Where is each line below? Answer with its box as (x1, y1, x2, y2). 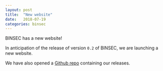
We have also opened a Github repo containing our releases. (5, 60, 130, 66)
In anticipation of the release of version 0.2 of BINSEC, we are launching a (5, 45, 158, 51)
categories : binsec (5, 21, 46, 27)
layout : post (5, 7, 33, 13)
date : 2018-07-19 (5, 17, 46, 22)
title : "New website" (5, 12, 53, 17)
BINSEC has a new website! (5, 35, 63, 41)
